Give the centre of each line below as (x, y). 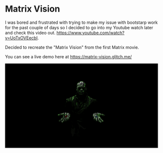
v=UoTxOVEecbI (21, 38)
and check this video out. (30, 33)
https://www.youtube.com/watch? (90, 33)
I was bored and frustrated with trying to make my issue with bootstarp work (81, 22)
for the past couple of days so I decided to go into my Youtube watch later (79, 27)
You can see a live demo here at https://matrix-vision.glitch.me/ (68, 56)
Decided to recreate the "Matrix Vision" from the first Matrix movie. (72, 47)
